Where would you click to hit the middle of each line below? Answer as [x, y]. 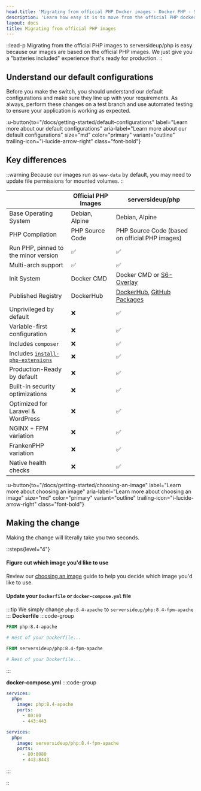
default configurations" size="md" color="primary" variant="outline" [91, 135]
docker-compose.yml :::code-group [51, 682]
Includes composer [34, 343]
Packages [130, 299]
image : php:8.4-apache [45, 705]
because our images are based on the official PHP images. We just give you [99, 52]
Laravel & [22, 411]
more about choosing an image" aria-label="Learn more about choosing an [99, 491]
